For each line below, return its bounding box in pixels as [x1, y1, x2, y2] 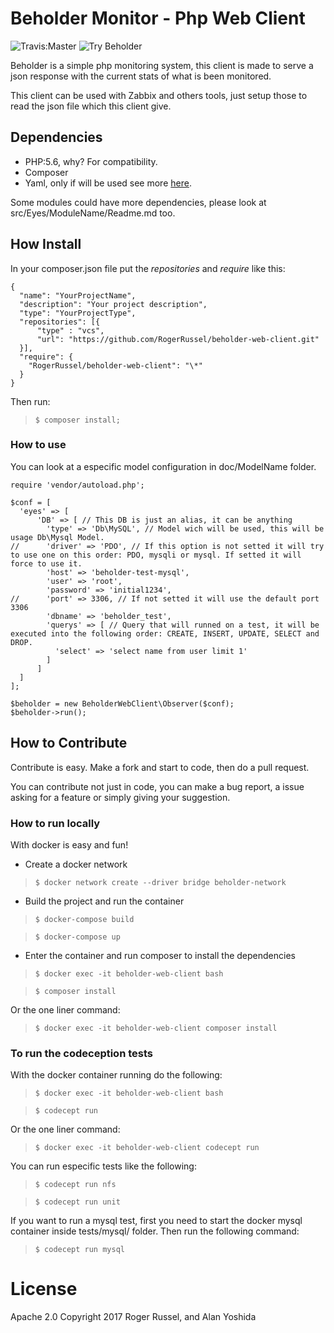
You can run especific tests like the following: [10, 1160, 197, 1172]
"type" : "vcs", [36, 325, 105, 336]
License [10, 1278, 78, 1301]
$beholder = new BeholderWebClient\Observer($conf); [10, 698, 235, 709]
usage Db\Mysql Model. [10, 532, 105, 542]
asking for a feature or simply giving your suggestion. [10, 791, 231, 803]
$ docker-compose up [34, 932, 121, 942]
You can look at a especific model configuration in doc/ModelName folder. [10, 460, 317, 472]
